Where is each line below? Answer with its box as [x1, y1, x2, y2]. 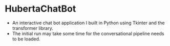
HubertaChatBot [5, 3, 76, 15]
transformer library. [12, 25, 53, 31]
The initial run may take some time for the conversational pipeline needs [12, 30, 164, 36]
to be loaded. [12, 36, 40, 42]
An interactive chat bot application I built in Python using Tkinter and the [12, 20, 165, 26]
